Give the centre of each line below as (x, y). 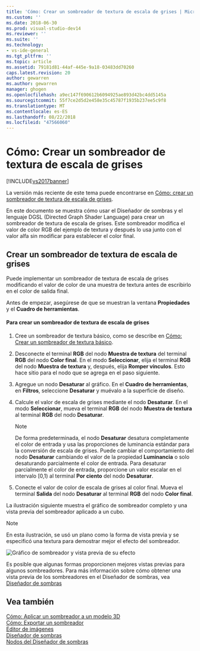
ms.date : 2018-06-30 (32, 23)
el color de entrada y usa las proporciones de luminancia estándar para (102, 444)
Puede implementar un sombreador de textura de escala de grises (87, 278)
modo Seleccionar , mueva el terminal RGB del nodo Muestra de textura (103, 408)
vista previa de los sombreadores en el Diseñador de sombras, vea (88, 577)
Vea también (30, 602)
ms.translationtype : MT (36, 106)
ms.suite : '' (22, 39)
